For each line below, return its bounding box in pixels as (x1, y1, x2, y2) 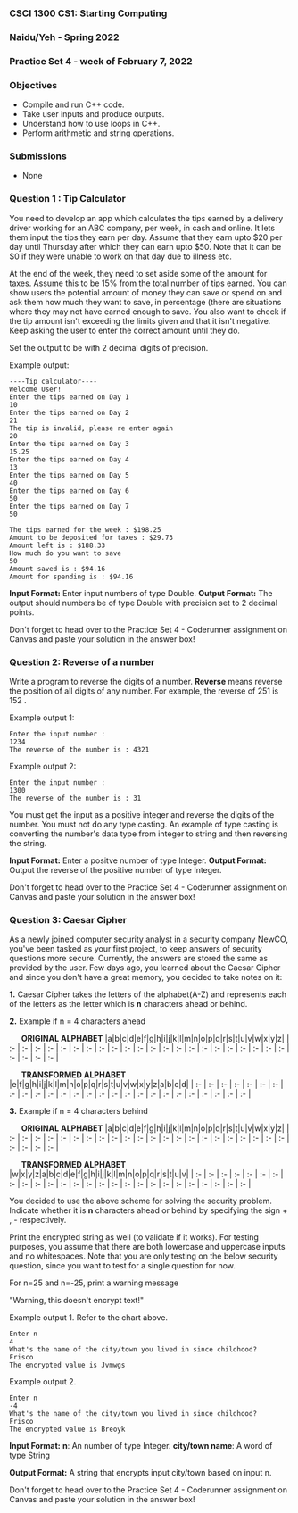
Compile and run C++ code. (21, 99, 125, 110)
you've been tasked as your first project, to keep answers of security (9, 944, 263, 954)
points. (9, 606, 35, 618)
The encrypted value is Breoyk (9, 1425, 126, 1434)
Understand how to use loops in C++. (21, 119, 161, 129)
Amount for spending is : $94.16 (9, 572, 134, 581)
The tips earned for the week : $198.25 (9, 525, 162, 534)
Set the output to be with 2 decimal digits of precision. (9, 342, 209, 353)
